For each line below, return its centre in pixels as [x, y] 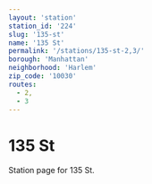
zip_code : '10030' [42, 76]
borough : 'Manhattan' [49, 59]
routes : [23, 84]
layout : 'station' [42, 18]
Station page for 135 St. [51, 171]
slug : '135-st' [37, 34]
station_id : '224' [42, 26]
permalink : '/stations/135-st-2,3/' [76, 51]
